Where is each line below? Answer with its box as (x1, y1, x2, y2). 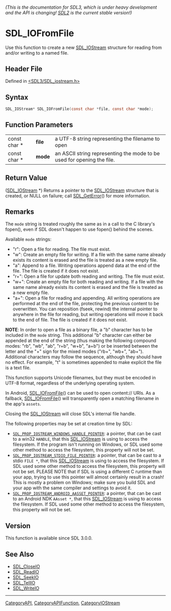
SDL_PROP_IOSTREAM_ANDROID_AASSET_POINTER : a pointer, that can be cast (12, 490, 161, 496)
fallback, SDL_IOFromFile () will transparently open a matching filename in (5, 395, 159, 401)
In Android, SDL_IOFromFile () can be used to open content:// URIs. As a (5, 390, 155, 396)
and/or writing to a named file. (5, 50, 69, 56)
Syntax (5, 93, 28, 102)
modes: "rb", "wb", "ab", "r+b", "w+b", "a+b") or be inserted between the (5, 343, 158, 349)
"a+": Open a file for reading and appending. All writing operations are (12, 295, 160, 301)
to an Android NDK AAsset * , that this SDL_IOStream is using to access (12, 496, 162, 502)
